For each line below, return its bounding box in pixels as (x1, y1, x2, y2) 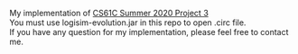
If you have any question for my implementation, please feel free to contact (9, 27, 289, 37)
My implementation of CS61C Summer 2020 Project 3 (9, 8, 210, 18)
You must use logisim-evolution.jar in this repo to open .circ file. (9, 17, 247, 28)
